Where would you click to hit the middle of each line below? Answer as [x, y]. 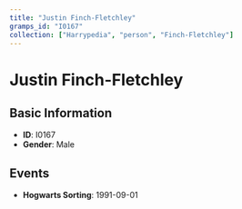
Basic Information [61, 113]
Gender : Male [49, 144]
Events [30, 173]
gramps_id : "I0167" [46, 26]
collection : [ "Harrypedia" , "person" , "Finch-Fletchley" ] [121, 35]
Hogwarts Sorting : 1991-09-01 [80, 195]
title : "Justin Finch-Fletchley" [73, 18]
